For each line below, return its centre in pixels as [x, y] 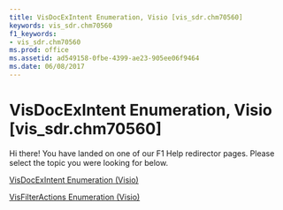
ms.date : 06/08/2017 [47, 67]
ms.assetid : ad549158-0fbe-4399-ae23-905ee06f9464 [104, 58]
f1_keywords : [33, 34]
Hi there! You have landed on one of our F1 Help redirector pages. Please [142, 153]
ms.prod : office [39, 50]
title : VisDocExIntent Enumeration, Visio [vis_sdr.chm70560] [126, 17]
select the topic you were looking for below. [89, 162]
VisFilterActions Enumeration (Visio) [75, 197]
